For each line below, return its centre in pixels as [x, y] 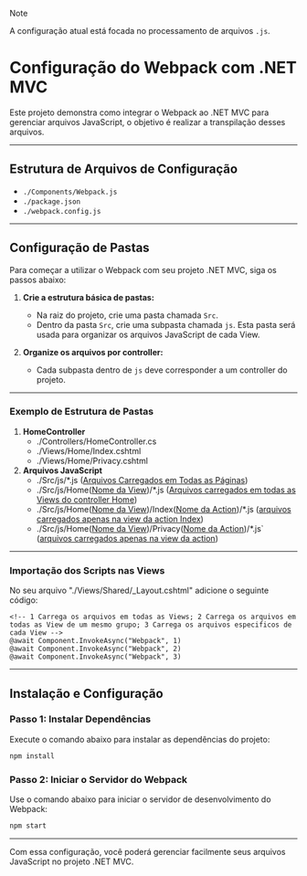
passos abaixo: [38, 280]
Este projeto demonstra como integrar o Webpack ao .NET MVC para [139, 112]
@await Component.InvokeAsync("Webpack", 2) [95, 649]
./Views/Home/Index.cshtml [89, 450]
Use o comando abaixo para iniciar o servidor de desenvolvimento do [140, 799]
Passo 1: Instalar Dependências [80, 719]
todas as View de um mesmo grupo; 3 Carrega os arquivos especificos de [151, 625]
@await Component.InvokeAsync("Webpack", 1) [95, 641]
